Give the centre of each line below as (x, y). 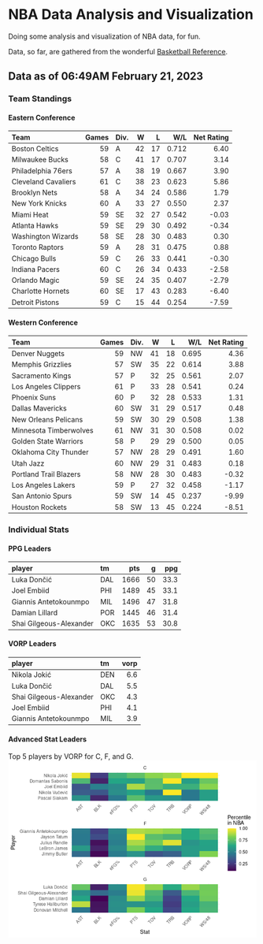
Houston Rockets (39, 507)
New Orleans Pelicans (47, 419)
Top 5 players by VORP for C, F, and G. (71, 756)
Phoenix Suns (34, 398)
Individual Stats (39, 530)
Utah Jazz (28, 463)
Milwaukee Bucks (40, 160)
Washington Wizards (45, 236)
